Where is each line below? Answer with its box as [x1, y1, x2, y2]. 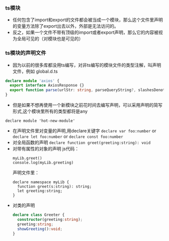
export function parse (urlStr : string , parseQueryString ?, [10, 88, 136, 93]
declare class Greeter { [12, 212, 65, 217]
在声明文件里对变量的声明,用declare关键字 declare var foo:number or [12, 128, 157, 134]
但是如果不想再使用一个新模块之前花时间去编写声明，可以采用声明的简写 [12, 102, 162, 108]
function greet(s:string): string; [17, 184, 92, 189]
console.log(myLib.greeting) [12, 160, 74, 166]
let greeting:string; [17, 189, 63, 194]
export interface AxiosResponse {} [10, 83, 84, 88]
